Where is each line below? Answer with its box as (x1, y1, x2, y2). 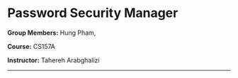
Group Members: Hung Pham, (7, 28, 96, 37)
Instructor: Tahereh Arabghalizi (7, 55, 100, 65)
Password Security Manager (7, 5, 178, 21)
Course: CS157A (7, 42, 55, 50)
